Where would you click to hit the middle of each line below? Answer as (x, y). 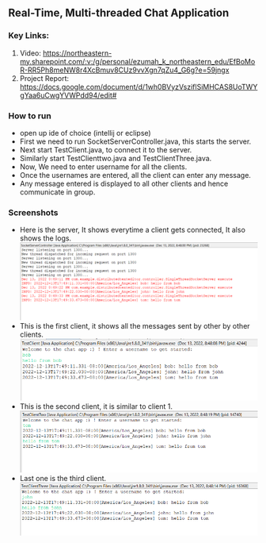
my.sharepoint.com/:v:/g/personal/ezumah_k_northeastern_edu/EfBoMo (137, 61)
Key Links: (29, 36)
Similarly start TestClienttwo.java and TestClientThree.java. (116, 158)
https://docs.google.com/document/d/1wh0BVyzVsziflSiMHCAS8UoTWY (139, 87)
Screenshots (33, 212)
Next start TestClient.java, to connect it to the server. (106, 149)
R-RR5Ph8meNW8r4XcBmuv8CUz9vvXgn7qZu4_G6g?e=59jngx (124, 70)
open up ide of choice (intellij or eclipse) (85, 133)
